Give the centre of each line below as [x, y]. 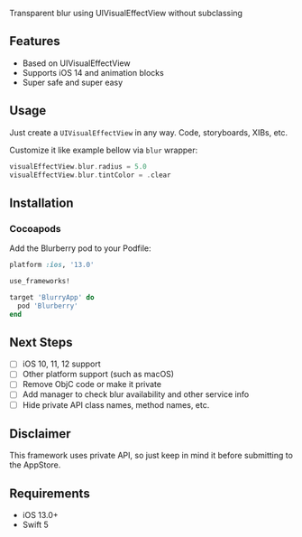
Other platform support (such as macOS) [98, 375]
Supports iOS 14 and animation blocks [93, 72]
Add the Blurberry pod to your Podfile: [80, 248]
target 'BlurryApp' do [52, 297]
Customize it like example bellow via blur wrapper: [104, 150]
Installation [41, 203]
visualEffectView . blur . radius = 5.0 [78, 166]
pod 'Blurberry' [48, 306]
